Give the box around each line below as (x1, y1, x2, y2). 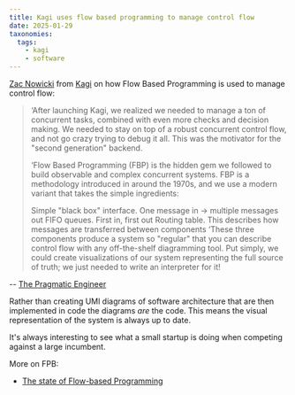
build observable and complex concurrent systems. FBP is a (30, 169, 250, 180)
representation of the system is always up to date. (9, 315, 192, 325)
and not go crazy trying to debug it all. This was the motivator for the (30, 134, 282, 143)
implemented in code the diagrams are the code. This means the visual (9, 306, 268, 315)
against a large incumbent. (9, 342, 106, 352)
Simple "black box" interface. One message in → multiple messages (30, 205, 279, 215)
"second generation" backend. (30, 143, 143, 153)
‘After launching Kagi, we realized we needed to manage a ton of (30, 105, 267, 115)
